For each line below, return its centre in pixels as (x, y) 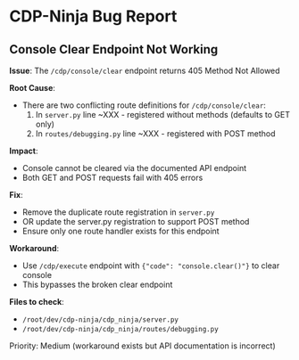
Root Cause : (33, 88)
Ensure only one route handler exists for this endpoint (121, 231)
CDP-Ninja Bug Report (93, 16)
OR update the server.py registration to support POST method (136, 221)
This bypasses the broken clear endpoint (97, 284)
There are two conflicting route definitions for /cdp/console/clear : (144, 105)
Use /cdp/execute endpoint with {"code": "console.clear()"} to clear (151, 266)
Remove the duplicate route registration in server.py (118, 212)
